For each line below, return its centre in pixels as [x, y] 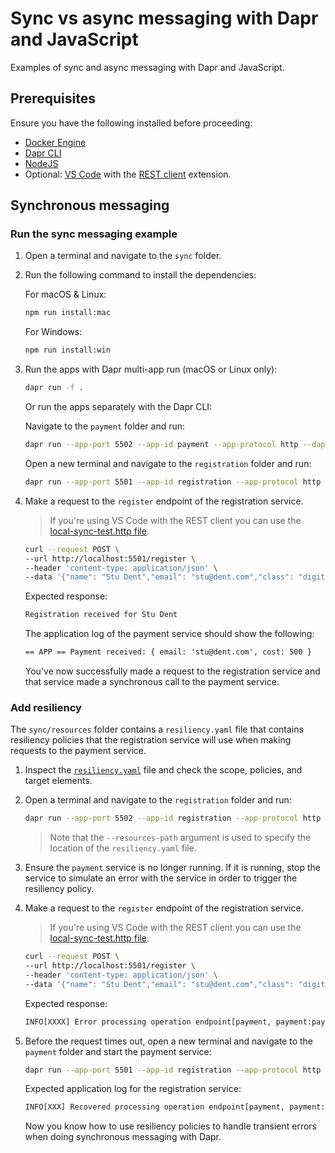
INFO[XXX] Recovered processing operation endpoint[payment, [155, 1107]
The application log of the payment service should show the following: [169, 634]
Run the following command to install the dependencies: [140, 275]
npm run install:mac [67, 313]
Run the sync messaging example [94, 234]
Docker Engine [55, 142]
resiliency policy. [59, 889]
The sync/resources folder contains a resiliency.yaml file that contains [157, 729]
